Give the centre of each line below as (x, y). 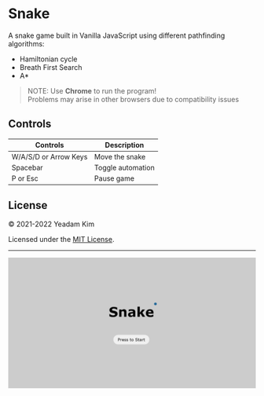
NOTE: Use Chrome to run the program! (92, 90)
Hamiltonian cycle (48, 59)
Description (125, 145)
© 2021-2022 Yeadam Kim (51, 224)
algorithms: (26, 43)
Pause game (114, 178)
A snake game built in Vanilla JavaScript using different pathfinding (117, 35)
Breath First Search (51, 67)
